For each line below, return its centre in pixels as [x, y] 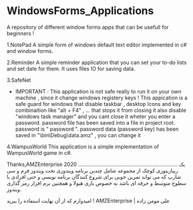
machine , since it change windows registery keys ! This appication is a [101, 98]
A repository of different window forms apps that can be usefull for [88, 27]
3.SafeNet [19, 80]
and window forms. [30, 51]
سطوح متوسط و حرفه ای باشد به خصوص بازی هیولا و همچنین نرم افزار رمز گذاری [97, 183]
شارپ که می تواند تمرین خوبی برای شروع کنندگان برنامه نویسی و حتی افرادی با [94, 176]
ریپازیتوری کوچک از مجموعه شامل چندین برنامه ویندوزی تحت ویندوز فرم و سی [92, 170]
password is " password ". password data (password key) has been [97, 129]
